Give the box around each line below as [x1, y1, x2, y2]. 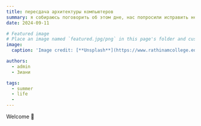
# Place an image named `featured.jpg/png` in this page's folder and [6, 36, 186, 42]
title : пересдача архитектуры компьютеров [6, 8, 114, 15]
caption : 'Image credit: [11, 47, 74, 54]
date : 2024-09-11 [6, 20, 50, 26]
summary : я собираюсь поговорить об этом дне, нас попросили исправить [6, 14, 188, 20]
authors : [6, 58, 28, 64]
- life [11, 91, 28, 97]
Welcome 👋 [6, 113, 35, 120]
